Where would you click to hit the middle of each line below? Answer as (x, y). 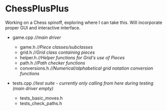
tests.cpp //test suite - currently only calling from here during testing (83, 83)
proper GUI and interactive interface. (43, 27)
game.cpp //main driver (37, 37)
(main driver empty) (33, 88)
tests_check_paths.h (41, 103)
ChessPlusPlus (37, 9)
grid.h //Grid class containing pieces (57, 52)
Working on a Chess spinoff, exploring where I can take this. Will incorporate (84, 22)
